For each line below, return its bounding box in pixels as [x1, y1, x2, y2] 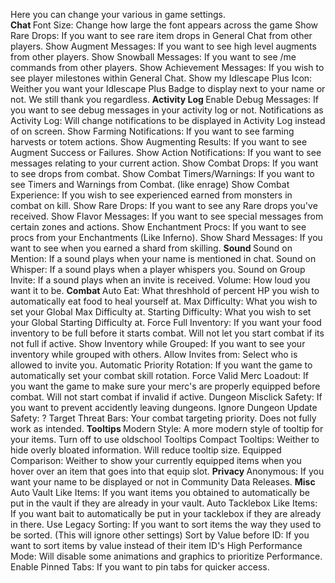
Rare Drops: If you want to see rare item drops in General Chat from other [10, 30, 313, 41]
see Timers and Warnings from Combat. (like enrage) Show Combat [10, 179, 290, 190]
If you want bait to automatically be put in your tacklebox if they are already [10, 508, 322, 519]
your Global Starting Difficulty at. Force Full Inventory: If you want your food [10, 317, 322, 328]
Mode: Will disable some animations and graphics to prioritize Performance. [10, 550, 323, 562]
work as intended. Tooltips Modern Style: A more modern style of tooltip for [10, 423, 324, 434]
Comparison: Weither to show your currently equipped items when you [10, 455, 302, 466]
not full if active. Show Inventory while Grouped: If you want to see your [10, 338, 306, 349]
